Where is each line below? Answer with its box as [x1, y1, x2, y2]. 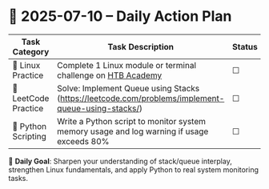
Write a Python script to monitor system [57, 115, 207, 127]
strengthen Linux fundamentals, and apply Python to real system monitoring [8, 164, 259, 175]
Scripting [12, 131, 46, 142]
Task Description [107, 41, 175, 52]
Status [231, 41, 259, 52]
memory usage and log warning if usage [57, 126, 209, 137]
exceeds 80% [57, 135, 110, 147]
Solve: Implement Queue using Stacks [57, 82, 200, 94]
